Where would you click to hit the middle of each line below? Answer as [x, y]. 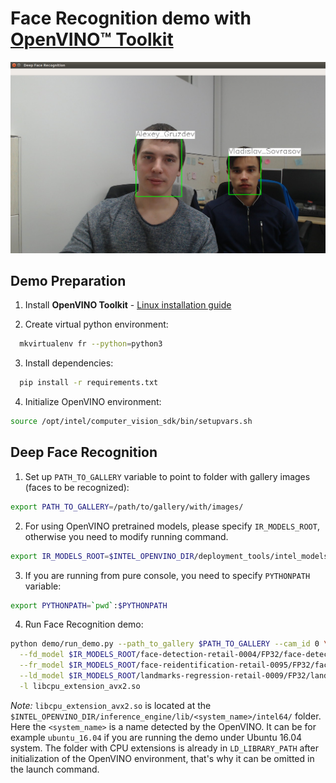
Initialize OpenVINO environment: [93, 402]
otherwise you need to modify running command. [126, 536]
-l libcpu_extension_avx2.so [80, 686]
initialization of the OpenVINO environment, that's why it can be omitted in [162, 758]
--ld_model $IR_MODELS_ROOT [78, 676]
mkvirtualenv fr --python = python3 [91, 344]
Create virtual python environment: [96, 324]
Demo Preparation [68, 280]
